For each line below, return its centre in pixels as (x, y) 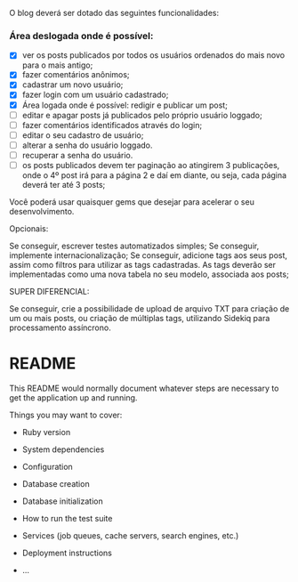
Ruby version (46, 432)
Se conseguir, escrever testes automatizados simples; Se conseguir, (134, 246)
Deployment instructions (67, 553)
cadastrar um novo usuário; (72, 85)
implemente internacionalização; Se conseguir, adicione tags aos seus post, (148, 255)
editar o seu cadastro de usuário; (83, 135)
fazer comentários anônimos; (76, 75)
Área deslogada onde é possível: (81, 36)
